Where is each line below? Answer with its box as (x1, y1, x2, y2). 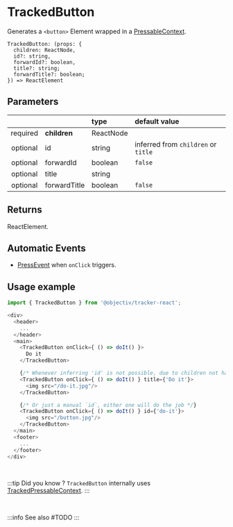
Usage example (7, 281, 76, 292)
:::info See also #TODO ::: (7, 513, 80, 521)
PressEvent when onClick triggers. (17, 261, 116, 269)
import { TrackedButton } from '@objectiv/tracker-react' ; (7, 299, 182, 306)
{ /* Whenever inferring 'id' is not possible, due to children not (19, 369, 218, 377)
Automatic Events (7, 242, 87, 254)
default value (135, 116, 180, 126)
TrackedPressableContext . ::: (7, 487, 90, 495)
